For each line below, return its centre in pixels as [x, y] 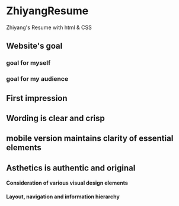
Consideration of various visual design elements [67, 183]
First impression [37, 98]
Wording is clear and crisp [55, 118]
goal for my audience [37, 79]
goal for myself [28, 63]
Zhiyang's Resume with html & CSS [49, 27]
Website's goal [34, 46]
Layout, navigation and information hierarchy [63, 197]
